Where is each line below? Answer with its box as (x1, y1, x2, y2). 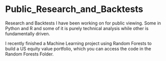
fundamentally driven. (5, 30, 50, 36)
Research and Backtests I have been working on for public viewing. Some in (5, 20, 161, 26)
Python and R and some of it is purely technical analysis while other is (5, 25, 149, 31)
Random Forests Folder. (5, 51, 54, 57)
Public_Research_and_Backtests (5, 3, 144, 15)
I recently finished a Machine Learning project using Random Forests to (5, 40, 152, 46)
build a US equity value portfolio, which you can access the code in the (5, 45, 151, 51)
